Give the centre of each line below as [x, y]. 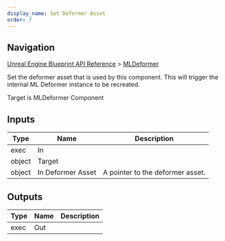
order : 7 [20, 20]
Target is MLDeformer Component [56, 98]
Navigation [31, 48]
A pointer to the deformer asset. [154, 173]
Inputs [21, 119]
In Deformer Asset [67, 173]
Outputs [25, 197]
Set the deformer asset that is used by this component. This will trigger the [113, 77]
